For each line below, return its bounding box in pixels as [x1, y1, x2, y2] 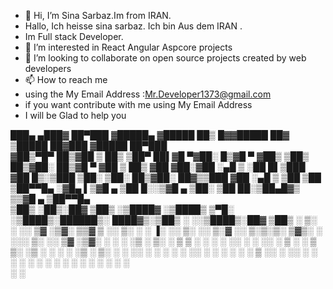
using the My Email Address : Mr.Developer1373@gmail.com [24, 88, 272, 100]
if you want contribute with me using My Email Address [24, 99, 253, 110]
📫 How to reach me [24, 74, 108, 85]
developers [24, 63, 72, 74]
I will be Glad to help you [24, 110, 127, 121]
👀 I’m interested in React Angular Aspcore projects [24, 41, 233, 53]
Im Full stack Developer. [24, 31, 124, 42]
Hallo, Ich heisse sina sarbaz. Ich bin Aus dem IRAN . [24, 20, 243, 32]
